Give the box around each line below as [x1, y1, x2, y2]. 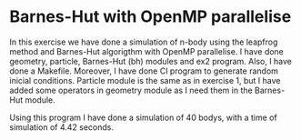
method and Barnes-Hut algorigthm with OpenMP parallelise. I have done [9, 45, 285, 56]
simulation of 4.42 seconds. [9, 121, 114, 133]
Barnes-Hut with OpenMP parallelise [9, 6, 292, 27]
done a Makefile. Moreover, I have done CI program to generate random [9, 65, 279, 76]
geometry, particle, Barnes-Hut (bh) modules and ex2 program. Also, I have [9, 55, 293, 66]
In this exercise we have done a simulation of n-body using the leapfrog [9, 36, 278, 47]
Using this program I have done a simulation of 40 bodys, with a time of [9, 112, 277, 123]
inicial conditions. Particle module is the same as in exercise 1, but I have [9, 75, 281, 85]
